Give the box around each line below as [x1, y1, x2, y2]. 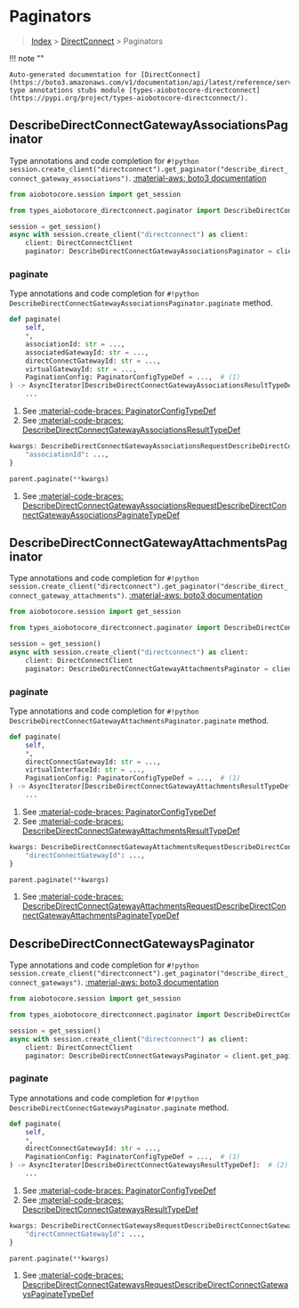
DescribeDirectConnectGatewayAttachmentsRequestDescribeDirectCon [21, 901, 287, 912]
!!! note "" [9, 53, 44, 63]
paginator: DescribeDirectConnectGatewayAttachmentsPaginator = [25, 664, 269, 674]
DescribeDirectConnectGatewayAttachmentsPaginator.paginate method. [9, 715, 270, 725]
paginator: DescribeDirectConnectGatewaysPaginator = [25, 1051, 229, 1060]
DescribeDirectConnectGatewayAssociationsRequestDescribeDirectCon [21, 500, 287, 511]
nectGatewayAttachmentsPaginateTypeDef [21, 911, 180, 921]
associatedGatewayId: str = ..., [25, 347, 149, 357]
